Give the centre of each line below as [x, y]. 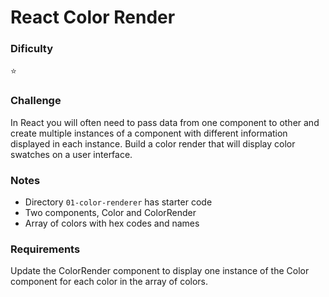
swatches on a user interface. [71, 154]
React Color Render [93, 17]
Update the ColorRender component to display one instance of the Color [160, 271]
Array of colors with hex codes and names [112, 223]
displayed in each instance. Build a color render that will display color [153, 143]
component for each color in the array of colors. [109, 282]
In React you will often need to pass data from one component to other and [165, 122]
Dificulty [32, 49]
